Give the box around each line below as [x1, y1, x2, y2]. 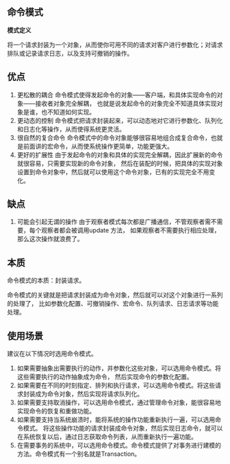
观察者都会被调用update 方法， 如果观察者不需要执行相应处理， [40, 226, 220, 234]
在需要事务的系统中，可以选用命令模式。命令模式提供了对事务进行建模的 [16, 441, 221, 450]
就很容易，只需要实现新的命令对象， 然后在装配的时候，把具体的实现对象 [16, 159, 223, 167]
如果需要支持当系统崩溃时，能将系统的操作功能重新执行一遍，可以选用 [16, 415, 216, 424]
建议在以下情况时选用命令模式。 [7, 350, 97, 358]
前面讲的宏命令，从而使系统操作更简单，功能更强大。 [23, 142, 173, 150]
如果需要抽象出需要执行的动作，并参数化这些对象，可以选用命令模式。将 [16, 364, 221, 372]
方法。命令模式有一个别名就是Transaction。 [16, 450, 141, 458]
